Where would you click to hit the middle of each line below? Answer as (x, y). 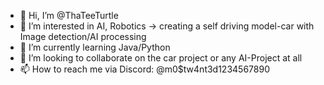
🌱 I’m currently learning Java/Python (95, 47)
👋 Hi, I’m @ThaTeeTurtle (69, 15)
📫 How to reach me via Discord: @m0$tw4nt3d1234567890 (144, 69)
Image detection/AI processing (83, 36)
